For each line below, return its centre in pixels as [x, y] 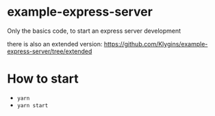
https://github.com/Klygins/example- [156, 44]
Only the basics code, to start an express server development [94, 31]
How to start [43, 79]
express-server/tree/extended [50, 51]
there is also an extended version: [55, 44]
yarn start [33, 105]
